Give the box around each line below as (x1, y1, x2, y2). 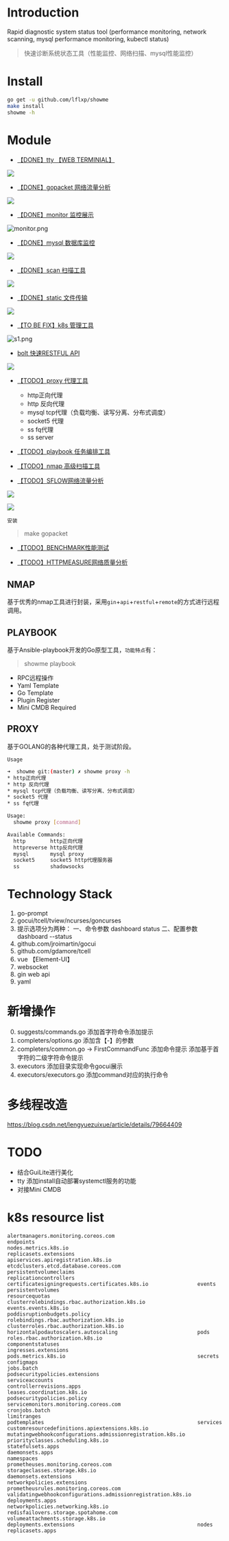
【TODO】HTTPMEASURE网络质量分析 (16, 558, 128, 566)
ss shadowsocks (13, 863, 84, 870)
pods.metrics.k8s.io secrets (7, 1353, 219, 1360)
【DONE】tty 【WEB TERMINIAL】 (16, 156, 115, 164)
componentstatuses (7, 1340, 60, 1348)
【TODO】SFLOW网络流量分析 (16, 476, 104, 485)
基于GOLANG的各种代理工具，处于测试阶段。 (7, 742, 135, 751)
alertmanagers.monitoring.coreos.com (7, 1232, 115, 1239)
